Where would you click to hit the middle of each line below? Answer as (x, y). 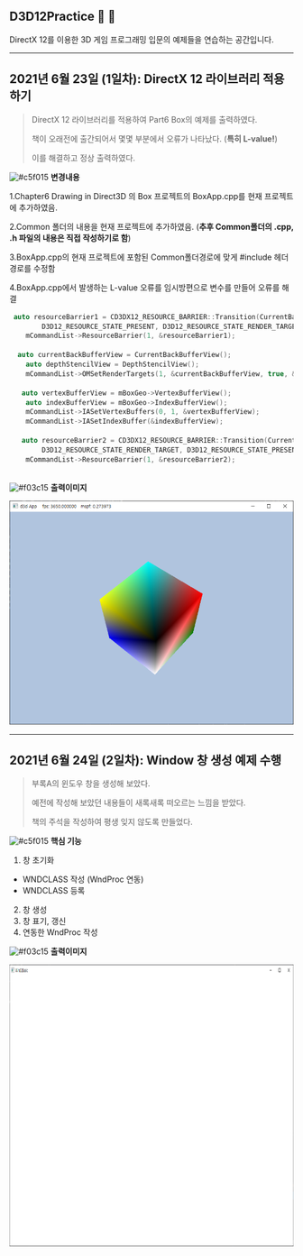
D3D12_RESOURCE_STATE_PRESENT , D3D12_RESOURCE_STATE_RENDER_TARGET (171, 326)
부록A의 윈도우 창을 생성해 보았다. (91, 784)
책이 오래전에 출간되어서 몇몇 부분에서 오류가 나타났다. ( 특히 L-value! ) (154, 138)
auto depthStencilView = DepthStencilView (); (113, 364)
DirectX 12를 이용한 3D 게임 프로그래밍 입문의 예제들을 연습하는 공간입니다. (142, 39)
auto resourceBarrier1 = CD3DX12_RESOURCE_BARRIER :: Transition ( (136, 316)
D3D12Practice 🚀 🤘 (63, 17)
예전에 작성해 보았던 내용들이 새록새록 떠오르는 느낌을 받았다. (138, 802)
